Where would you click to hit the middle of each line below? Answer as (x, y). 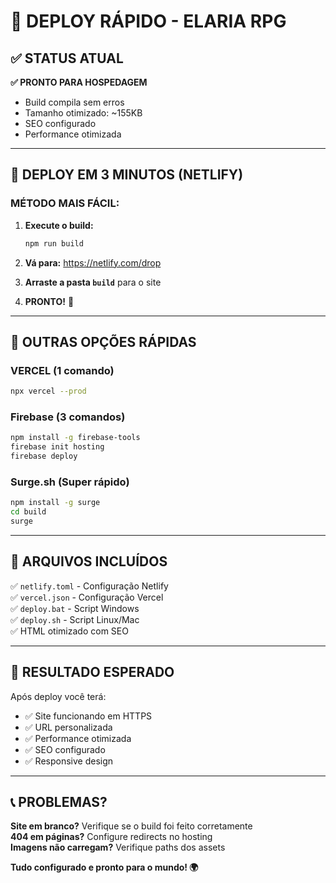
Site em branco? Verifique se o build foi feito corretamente (131, 826)
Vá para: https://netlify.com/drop (93, 262)
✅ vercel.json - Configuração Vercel (87, 597)
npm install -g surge (55, 503)
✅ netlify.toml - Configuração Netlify (89, 586)
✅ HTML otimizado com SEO (69, 631)
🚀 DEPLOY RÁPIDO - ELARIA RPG (148, 21)
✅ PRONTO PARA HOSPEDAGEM (79, 82)
